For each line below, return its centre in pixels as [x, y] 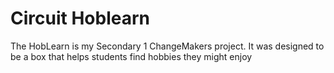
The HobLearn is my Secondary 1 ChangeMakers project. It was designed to [167, 46]
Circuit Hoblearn [80, 18]
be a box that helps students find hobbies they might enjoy [131, 56]
